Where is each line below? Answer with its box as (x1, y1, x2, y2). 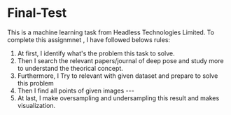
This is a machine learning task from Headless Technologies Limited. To (7, 28, 215, 36)
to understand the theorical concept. (17, 64, 124, 72)
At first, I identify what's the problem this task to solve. (17, 49, 175, 57)
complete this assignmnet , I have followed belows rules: (7, 35, 170, 43)
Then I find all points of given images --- (17, 86, 134, 95)
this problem (17, 79, 54, 87)
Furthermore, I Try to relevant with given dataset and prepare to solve (17, 72, 218, 80)
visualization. (17, 101, 56, 109)
